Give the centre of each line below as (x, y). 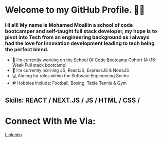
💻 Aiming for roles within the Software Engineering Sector (71, 76)
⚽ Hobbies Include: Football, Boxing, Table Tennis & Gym (69, 83)
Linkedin (14, 134)
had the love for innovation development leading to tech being (80, 43)
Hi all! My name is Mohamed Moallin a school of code (69, 25)
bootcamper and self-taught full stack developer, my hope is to (81, 31)
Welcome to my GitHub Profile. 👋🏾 (75, 10)
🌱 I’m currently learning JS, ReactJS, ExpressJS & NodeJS (71, 71)
